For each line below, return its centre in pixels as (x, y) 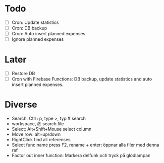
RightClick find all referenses (41, 140)
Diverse (21, 105)
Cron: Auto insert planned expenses (49, 34)
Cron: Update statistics (35, 22)
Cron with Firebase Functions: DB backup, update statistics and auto (82, 79)
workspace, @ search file (38, 124)
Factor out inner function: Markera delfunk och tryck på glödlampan (81, 156)
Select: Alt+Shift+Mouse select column (52, 129)
